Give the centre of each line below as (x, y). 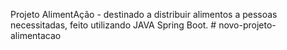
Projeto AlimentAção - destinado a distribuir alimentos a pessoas (144, 14)
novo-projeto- (247, 25)
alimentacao (36, 35)
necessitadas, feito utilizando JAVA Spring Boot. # (113, 25)
